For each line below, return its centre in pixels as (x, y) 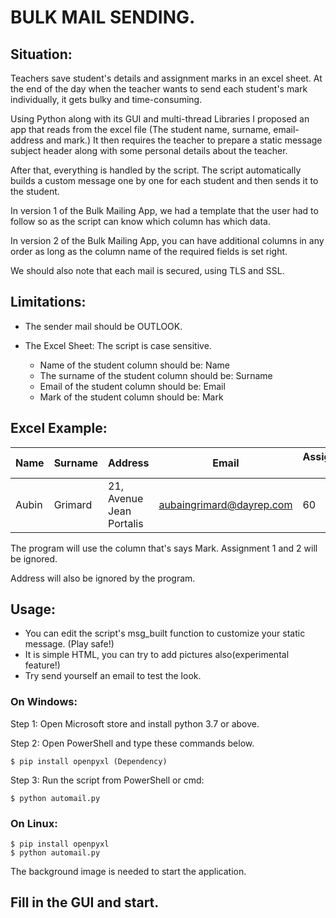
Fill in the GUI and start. (85, 902)
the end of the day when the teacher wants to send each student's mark (159, 89)
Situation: (41, 54)
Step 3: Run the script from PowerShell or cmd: (107, 780)
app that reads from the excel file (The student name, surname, (141, 129)
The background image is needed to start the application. (128, 872)
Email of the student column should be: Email (132, 386)
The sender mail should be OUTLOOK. (103, 326)
